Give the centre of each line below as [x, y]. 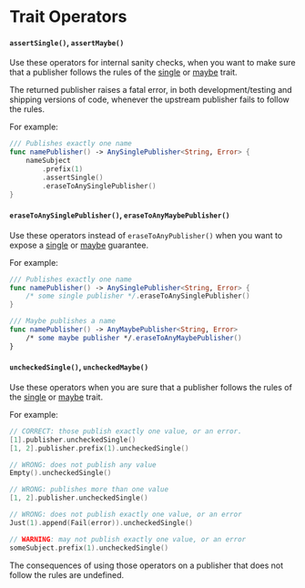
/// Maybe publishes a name [63, 321]
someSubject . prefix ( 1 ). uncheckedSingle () [89, 548]
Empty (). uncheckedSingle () [61, 473]
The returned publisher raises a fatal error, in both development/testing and [151, 90]
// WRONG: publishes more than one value [89, 490]
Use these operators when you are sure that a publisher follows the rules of [151, 387]
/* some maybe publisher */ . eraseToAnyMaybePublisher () [134, 338]
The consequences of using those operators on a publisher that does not [147, 565]
